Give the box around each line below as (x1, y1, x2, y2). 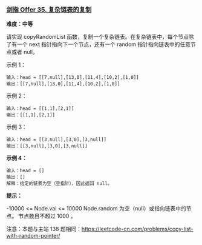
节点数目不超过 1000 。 (18, 212, 77, 220)
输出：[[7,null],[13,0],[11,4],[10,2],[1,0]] (6, 81, 120, 87)
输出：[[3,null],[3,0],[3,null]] (6, 143, 88, 149)
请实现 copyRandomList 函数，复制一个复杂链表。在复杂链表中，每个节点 (6, 33, 189, 41)
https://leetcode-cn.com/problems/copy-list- (81, 226, 194, 233)
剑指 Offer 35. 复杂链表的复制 (6, 5, 92, 13)
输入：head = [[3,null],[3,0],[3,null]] (6, 136, 107, 143)
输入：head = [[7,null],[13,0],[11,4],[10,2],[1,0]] (6, 75, 139, 81)
